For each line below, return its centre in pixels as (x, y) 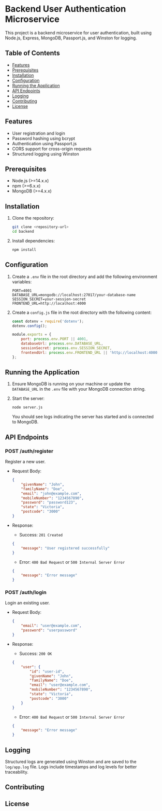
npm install (24, 250)
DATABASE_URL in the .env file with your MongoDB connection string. (79, 389)
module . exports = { (32, 335)
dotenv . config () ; (29, 326)
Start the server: (28, 398)
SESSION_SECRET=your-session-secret (49, 299)
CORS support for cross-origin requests (52, 149)
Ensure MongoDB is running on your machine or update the (71, 384)
